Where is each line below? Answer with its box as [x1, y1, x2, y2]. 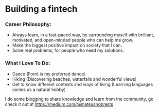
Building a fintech [5, 3, 78, 15]
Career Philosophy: [5, 21, 52, 28]
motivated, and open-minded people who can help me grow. [12, 37, 134, 43]
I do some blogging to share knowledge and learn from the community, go [5, 96, 154, 102]
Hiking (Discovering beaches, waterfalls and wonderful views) [12, 76, 137, 82]
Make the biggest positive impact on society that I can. [12, 43, 122, 48]
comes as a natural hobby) [12, 87, 66, 92]
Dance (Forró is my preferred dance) [12, 71, 86, 77]
